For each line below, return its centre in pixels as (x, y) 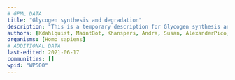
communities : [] (31, 59)
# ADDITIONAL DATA (34, 46)
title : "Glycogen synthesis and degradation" (74, 20)
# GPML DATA (24, 14)
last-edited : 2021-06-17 (43, 53)
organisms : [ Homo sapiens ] (47, 40)
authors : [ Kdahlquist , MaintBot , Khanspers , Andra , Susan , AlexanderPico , (119, 33)
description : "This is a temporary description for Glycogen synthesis (114, 26)
